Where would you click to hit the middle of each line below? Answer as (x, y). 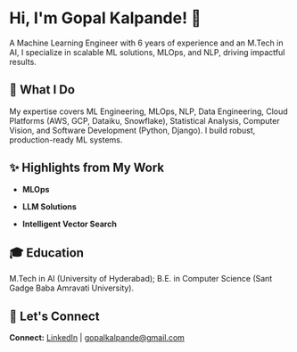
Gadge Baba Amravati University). (72, 288)
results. (23, 61)
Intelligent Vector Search (70, 224)
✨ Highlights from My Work (87, 168)
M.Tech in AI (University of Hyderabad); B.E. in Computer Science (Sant (141, 279)
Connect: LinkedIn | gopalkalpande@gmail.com (97, 338)
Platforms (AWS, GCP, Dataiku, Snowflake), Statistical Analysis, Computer (144, 120)
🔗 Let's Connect (54, 316)
